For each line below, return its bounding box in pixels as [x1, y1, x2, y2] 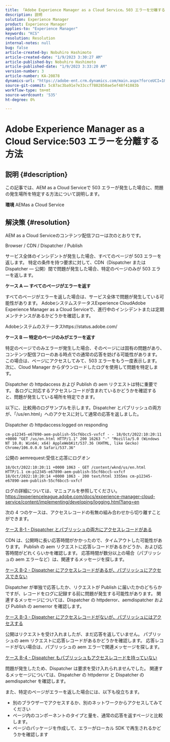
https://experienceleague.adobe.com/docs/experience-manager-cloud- [5, 493, 155, 500]
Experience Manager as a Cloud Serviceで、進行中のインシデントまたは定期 [5, 307, 164, 313]
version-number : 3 [5, 69, 44, 74]
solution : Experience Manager [5, 17, 69, 22]
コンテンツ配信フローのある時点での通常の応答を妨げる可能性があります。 [5, 351, 160, 358]
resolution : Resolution [5, 36, 56, 41]
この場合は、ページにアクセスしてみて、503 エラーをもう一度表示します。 [5, 358, 160, 364]
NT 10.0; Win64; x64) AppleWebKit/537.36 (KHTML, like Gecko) [5, 441, 139, 446]
